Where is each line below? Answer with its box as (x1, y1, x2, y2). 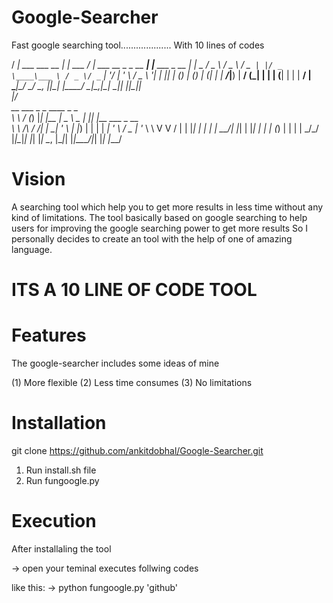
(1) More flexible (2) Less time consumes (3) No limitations (11, 377, 253, 388)
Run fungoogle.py (25, 474, 100, 486)
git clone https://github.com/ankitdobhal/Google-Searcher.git (11, 444, 264, 456)
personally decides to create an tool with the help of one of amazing (11, 232, 293, 245)
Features (11, 324, 87, 347)
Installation (11, 412, 107, 435)
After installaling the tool (11, 542, 112, 555)
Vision (11, 168, 66, 191)
